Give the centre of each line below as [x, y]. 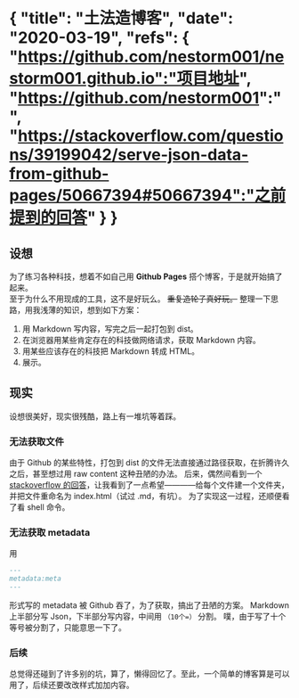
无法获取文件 [37, 441]
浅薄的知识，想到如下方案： [91, 310]
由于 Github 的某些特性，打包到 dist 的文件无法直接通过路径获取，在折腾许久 [149, 463]
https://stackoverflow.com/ [122, 136]
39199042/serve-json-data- [141, 155]
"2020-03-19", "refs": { [99, 38]
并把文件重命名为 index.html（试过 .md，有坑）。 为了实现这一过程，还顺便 [145, 497]
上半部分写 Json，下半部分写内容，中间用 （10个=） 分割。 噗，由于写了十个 [148, 617]
